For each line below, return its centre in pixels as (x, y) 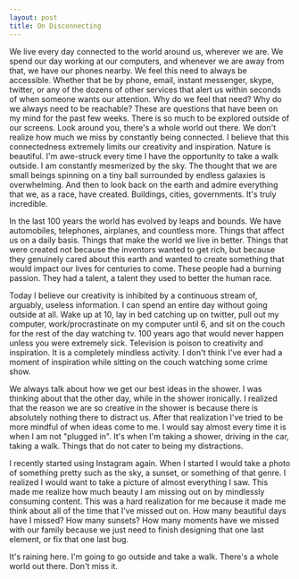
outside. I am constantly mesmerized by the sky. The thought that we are (143, 166)
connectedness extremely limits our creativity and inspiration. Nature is (140, 146)
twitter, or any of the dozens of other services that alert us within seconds (145, 89)
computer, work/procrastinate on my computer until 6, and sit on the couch (147, 324)
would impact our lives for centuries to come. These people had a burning (145, 268)
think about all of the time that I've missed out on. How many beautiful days (148, 510)
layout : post (33, 17)
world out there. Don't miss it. (64, 566)
